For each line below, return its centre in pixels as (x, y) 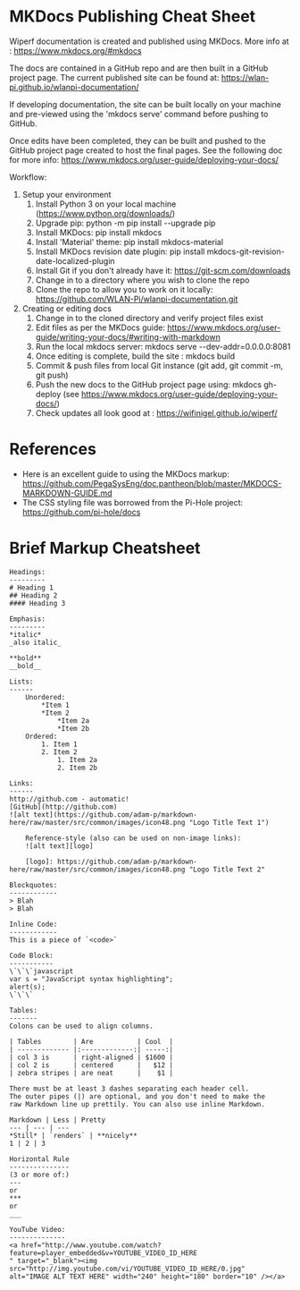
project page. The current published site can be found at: (114, 77)
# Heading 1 (31, 588)
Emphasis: (28, 619)
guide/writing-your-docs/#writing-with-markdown (128, 336)
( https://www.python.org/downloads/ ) (105, 213)
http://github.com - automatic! (69, 799)
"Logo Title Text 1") (229, 822)
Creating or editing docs (67, 308)
